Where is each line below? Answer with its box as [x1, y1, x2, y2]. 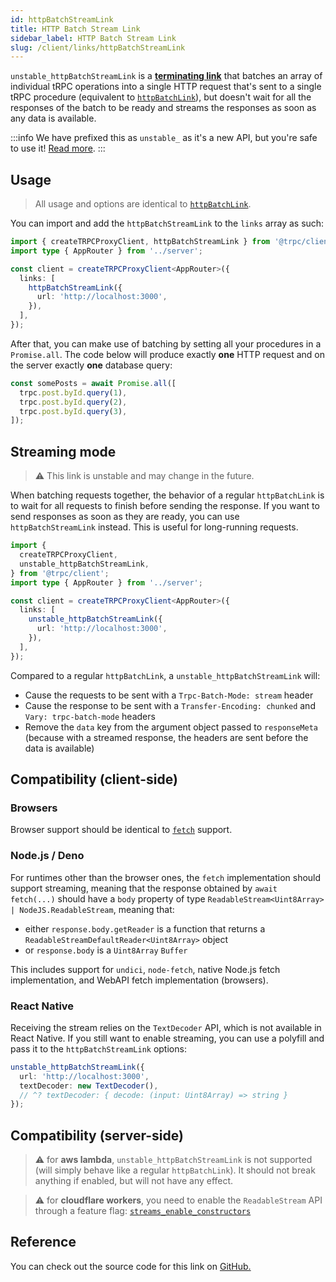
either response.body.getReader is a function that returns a [24, 922, 266, 935]
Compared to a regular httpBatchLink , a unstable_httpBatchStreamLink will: [10, 669, 321, 681]
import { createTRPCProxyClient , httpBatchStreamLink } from [10, 237, 271, 247]
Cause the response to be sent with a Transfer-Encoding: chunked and [24, 699, 316, 711]
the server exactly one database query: [10, 359, 173, 371]
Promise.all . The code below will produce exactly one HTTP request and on [10, 348, 325, 360]
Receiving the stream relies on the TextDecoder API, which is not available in [10, 1021, 322, 1033]
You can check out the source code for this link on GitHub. [10, 1260, 252, 1272]
